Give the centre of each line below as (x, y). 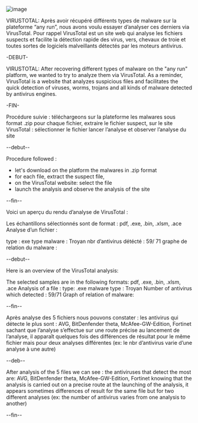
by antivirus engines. (32, 94)
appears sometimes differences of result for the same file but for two (90, 391)
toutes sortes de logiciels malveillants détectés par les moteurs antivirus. (95, 46)
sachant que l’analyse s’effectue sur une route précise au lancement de (93, 330)
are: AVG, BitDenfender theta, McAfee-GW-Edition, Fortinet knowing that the (99, 378)
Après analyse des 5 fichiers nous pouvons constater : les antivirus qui (92, 318)
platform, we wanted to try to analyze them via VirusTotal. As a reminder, (95, 75)
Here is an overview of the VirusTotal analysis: (62, 270)
